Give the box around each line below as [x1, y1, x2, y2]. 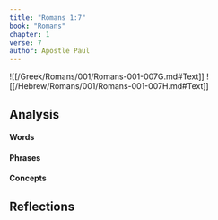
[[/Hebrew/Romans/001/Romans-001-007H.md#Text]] [9, 81, 209, 92]
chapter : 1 [9, 30, 50, 39]
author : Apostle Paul [9, 47, 91, 56]
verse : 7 [9, 38, 42, 48]
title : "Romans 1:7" [9, 13, 87, 22]
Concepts [9, 172, 47, 184]
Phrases [9, 152, 41, 163]
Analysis [9, 107, 60, 122]
